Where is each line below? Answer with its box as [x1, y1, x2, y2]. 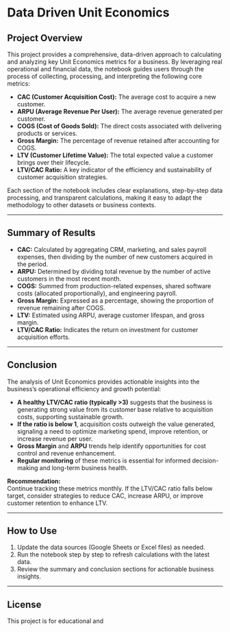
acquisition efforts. [16, 333, 71, 341]
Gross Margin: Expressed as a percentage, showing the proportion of [16, 296, 214, 305]
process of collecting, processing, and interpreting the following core [7, 72, 202, 80]
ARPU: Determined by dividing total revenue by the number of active [16, 267, 211, 275]
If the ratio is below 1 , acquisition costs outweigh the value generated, [16, 420, 216, 428]
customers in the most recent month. [16, 274, 122, 283]
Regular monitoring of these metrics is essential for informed [16, 456, 191, 465]
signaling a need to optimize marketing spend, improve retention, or [16, 427, 209, 435]
